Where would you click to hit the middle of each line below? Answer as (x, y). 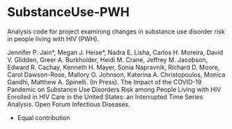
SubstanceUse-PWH (69, 12)
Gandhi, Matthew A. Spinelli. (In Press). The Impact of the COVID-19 (105, 82)
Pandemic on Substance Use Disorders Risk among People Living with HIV (114, 89)
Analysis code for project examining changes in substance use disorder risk (116, 31)
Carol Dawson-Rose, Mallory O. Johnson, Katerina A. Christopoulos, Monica (116, 75)
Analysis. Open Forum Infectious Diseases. (69, 104)
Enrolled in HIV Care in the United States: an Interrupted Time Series (105, 97)
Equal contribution (44, 117)
